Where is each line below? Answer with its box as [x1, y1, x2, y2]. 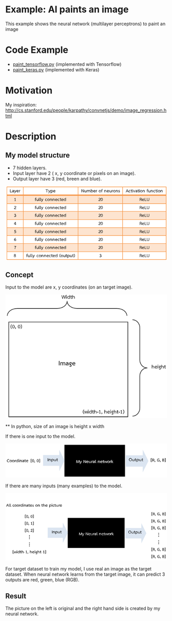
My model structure [5, 151, 70, 160]
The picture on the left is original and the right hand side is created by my [5, 606, 161, 612]
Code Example [5, 44, 68, 56]
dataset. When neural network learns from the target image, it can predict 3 [5, 571, 165, 577]
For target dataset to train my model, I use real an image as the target [5, 566, 152, 572]
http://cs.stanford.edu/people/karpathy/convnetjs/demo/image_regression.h [5, 107, 167, 113]
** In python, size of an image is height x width [5, 423, 104, 429]
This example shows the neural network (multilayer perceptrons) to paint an [5, 21, 166, 27]
